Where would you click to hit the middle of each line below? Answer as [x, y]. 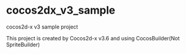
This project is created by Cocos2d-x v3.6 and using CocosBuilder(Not [93, 38]
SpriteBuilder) [23, 45]
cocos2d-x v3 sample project [42, 27]
